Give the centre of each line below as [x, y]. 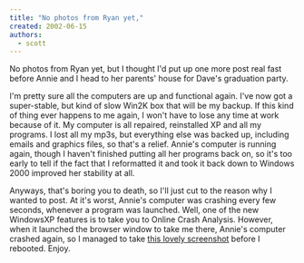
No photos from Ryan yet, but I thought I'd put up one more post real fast [146, 69]
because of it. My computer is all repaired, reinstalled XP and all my [135, 125]
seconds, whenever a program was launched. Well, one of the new [134, 210]
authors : [26, 34]
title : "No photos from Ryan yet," [77, 18]
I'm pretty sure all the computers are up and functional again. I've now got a [151, 96]
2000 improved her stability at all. [72, 173]
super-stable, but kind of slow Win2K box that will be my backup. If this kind [152, 106]
